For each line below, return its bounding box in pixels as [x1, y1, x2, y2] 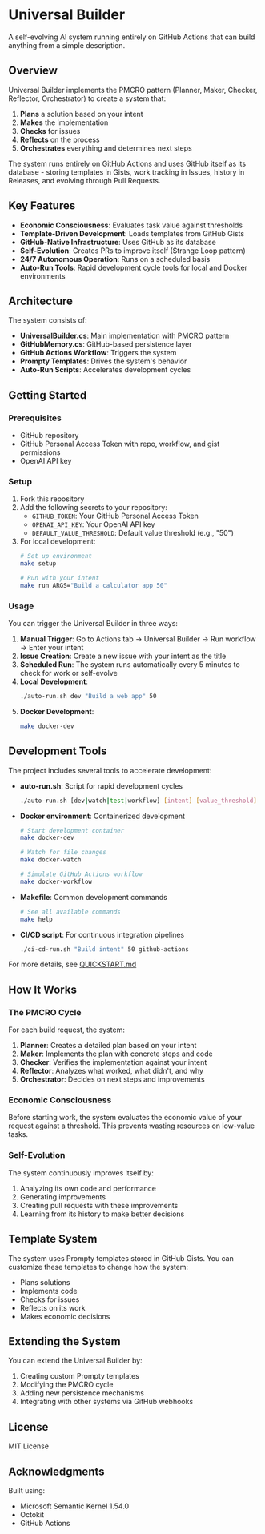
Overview [8, 64, 58, 78]
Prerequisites [8, 412, 62, 424]
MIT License [8, 1441, 50, 1451]
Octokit [19, 1510, 44, 1519]
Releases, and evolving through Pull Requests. [8, 175, 162, 185]
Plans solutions [19, 1277, 70, 1287]
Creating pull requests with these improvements [19, 1200, 179, 1210]
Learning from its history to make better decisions [19, 1209, 185, 1219]
